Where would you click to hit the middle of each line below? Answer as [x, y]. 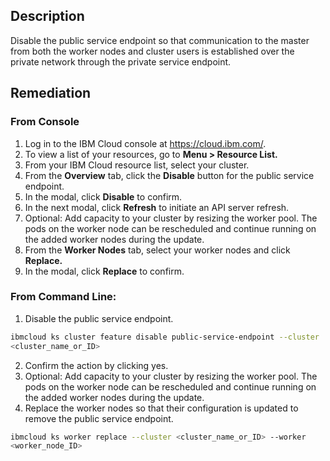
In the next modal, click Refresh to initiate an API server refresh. [157, 207]
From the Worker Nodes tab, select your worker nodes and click [157, 250]
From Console [45, 122]
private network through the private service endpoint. [121, 61]
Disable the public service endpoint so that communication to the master [160, 40]
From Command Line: [63, 297]
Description [47, 16]
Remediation [51, 93]
